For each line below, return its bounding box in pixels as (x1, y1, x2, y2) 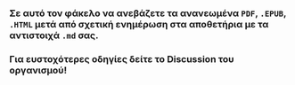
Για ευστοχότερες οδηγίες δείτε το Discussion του (9, 52, 234, 65)
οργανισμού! (9, 64, 68, 76)
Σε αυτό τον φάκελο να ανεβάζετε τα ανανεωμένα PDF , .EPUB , (9, 7, 287, 19)
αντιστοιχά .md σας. (9, 29, 99, 42)
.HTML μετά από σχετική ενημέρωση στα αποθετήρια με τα (9, 18, 269, 30)
